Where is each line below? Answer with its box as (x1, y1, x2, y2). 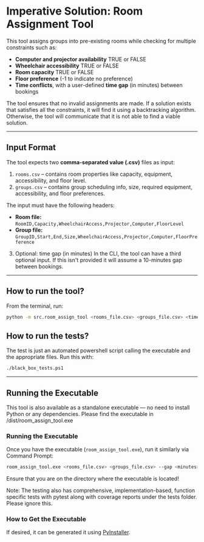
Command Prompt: (6, 452, 53, 460)
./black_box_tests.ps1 (6, 365, 64, 372)
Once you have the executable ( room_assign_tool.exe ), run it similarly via (6, 446, 189, 453)
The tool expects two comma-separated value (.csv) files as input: (6, 158, 175, 165)
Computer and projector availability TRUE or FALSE (15, 55, 147, 63)
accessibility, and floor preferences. (15, 190, 105, 197)
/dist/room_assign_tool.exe (6, 417, 73, 424)
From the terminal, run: (6, 302, 64, 310)
